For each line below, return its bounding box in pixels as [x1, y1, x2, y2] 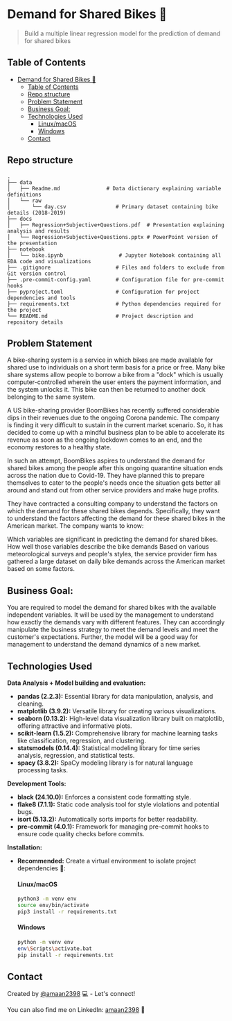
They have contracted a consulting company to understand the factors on [7, 499, 218, 508]
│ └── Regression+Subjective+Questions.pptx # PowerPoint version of [7, 233, 218, 240]
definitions [7, 191, 42, 198]
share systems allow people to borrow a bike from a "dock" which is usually [7, 371, 224, 379]
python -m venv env [17, 939, 74, 946]
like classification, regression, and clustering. [17, 736, 147, 745]
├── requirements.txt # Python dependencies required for [7, 300, 222, 308]
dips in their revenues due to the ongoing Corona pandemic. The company [7, 413, 220, 422]
